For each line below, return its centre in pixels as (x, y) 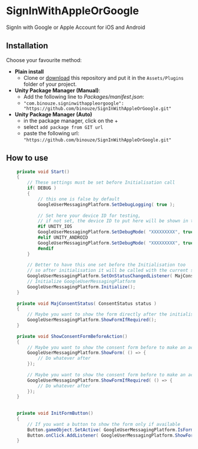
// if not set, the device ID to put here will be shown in (113, 221)
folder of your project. (50, 84)
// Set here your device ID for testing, (89, 216)
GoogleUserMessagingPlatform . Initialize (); (81, 287)
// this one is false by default (78, 199)
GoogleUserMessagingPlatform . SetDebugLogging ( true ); (106, 204)
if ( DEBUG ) (42, 188)
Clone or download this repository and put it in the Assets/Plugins (103, 77)
